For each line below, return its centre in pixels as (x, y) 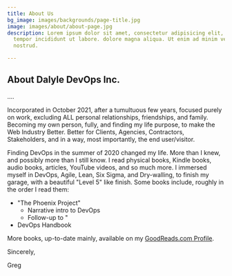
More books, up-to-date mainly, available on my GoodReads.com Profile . (110, 238)
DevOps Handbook (44, 225)
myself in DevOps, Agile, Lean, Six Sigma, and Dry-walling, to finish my (108, 174)
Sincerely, (21, 251)
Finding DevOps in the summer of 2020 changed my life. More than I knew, (114, 152)
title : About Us (30, 13)
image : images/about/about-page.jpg (60, 26)
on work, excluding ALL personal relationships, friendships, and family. (108, 117)
